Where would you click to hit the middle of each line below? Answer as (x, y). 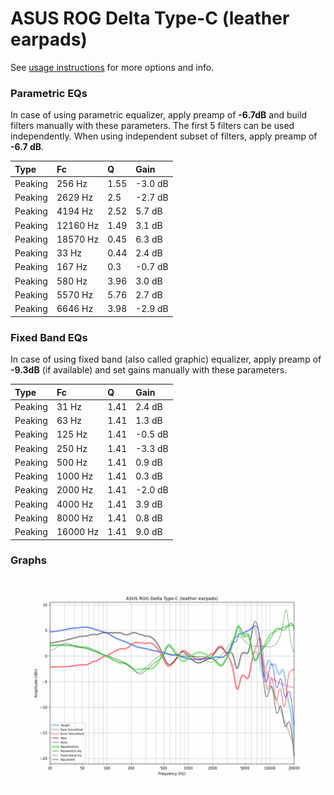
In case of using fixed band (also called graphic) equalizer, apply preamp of (166, 359)
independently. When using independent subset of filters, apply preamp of (164, 136)
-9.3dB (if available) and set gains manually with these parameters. (149, 370)
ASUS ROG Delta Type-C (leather (150, 18)
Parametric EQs (49, 93)
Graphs (28, 560)
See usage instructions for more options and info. (112, 67)
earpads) (49, 39)
